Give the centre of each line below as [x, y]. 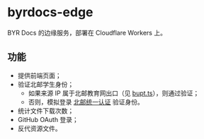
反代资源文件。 [39, 128]
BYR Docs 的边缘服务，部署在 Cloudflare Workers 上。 [87, 32]
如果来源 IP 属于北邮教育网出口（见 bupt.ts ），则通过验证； [114, 93]
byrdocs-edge [50, 12]
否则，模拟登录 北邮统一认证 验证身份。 [86, 102]
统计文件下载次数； [46, 111]
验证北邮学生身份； [46, 84]
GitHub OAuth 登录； [48, 119]
